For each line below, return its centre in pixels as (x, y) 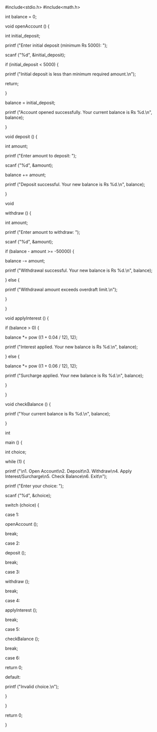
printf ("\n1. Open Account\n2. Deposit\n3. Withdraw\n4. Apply (68, 471)
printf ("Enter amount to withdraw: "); (43, 232)
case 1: (12, 514)
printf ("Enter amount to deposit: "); (41, 156)
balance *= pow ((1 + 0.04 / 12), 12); (41, 337)
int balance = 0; (21, 17)
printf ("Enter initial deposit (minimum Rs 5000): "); (56, 45)
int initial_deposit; (23, 36)
